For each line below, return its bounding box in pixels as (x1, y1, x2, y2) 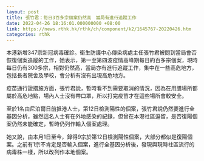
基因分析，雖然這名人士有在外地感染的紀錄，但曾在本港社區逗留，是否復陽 (6, 113, 192, 120)
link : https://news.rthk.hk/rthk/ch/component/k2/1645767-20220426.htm (6, 26, 191, 32)
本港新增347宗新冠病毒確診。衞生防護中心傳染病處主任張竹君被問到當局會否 (6, 49, 197, 57)
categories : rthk (6, 32, 50, 38)
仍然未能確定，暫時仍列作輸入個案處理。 (11, 120, 113, 128)
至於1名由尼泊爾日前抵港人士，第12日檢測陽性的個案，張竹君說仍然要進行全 (6, 105, 195, 112)
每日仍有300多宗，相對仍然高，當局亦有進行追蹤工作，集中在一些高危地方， (6, 64, 197, 72)
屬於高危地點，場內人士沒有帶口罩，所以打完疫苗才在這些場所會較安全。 (6, 92, 187, 100)
